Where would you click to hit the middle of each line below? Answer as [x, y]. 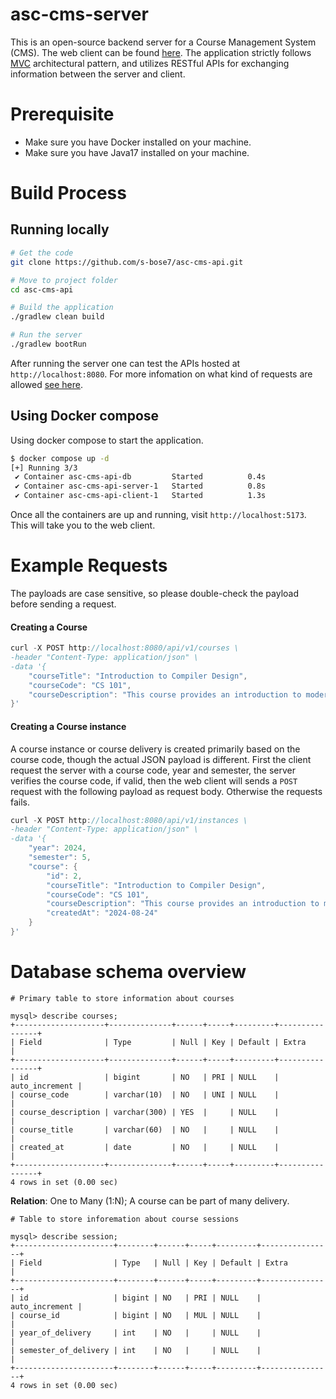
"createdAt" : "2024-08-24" [102, 913]
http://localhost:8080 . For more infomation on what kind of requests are [161, 374]
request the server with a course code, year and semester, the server [153, 770]
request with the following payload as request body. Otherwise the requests [166, 791]
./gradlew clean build [57, 317]
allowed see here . [47, 384]
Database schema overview [128, 972]
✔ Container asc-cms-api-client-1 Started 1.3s [140, 496]
